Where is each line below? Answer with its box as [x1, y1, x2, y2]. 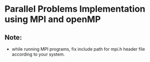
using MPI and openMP [4, 14, 101, 25]
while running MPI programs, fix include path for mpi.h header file [11, 46, 146, 52]
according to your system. [11, 51, 65, 57]
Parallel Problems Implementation [4, 3, 146, 15]
